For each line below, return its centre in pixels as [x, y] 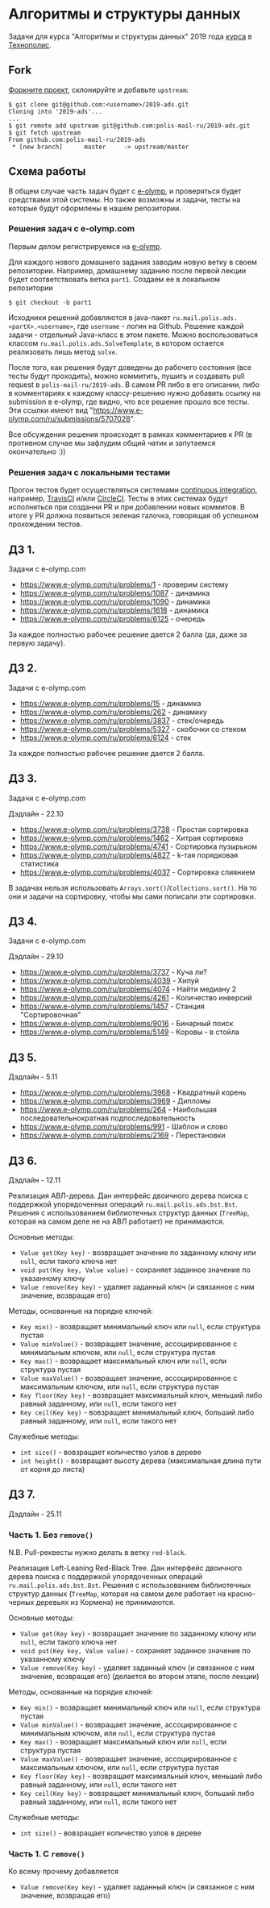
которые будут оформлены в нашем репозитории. [95, 208]
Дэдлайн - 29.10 [36, 957]
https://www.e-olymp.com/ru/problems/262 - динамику [114, 712]
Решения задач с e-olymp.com [72, 229]
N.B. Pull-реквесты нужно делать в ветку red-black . [98, 1553]
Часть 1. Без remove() [51, 1535]
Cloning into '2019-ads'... [56, 111]
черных [21, 1602]
